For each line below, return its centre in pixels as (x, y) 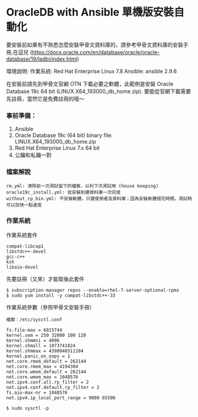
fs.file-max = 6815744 (34, 330)
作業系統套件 (22, 235)
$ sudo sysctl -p (28, 408)
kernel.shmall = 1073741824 (41, 346)
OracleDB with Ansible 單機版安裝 (90, 12)
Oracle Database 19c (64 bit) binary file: (64, 135)
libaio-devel (22, 267)
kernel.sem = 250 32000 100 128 (46, 335)
